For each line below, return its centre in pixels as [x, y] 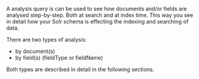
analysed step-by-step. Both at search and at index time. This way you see [100, 15]
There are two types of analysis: [46, 39]
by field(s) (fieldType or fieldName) [59, 58]
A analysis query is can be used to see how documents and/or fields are [96, 9]
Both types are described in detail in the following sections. [80, 69]
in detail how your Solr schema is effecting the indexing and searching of [98, 21]
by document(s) [35, 51]
